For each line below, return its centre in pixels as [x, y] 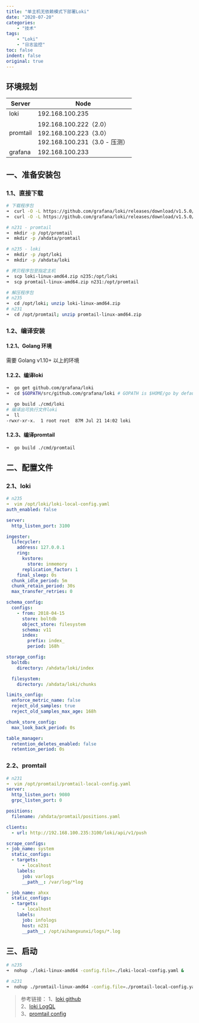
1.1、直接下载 [25, 193]
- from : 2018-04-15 [41, 613]
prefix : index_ [46, 641]
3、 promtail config [43, 1014]
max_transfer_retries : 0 [42, 592]
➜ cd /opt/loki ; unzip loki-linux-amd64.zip [63, 304]
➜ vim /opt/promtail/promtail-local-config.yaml [69, 784]
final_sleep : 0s [37, 575]
